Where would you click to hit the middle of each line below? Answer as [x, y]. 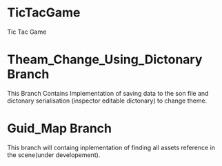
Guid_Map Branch [60, 128]
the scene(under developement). [54, 155]
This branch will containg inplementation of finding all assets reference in [111, 147]
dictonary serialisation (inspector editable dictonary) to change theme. [107, 101]
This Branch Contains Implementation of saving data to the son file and [108, 93]
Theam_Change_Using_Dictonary [105, 60]
